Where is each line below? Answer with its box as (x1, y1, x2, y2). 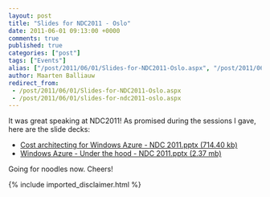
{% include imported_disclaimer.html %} (8, 180, 142, 190)
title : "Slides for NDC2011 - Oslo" (8, 19, 131, 27)
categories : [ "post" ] (8, 49, 81, 57)
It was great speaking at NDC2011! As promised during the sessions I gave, (8, 116, 256, 125)
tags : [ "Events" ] (8, 57, 67, 65)
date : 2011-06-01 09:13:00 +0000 (8, 27, 121, 35)
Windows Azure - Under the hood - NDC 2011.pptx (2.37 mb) (19, 149, 222, 158)
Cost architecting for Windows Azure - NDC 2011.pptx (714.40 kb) (19, 140, 239, 150)
